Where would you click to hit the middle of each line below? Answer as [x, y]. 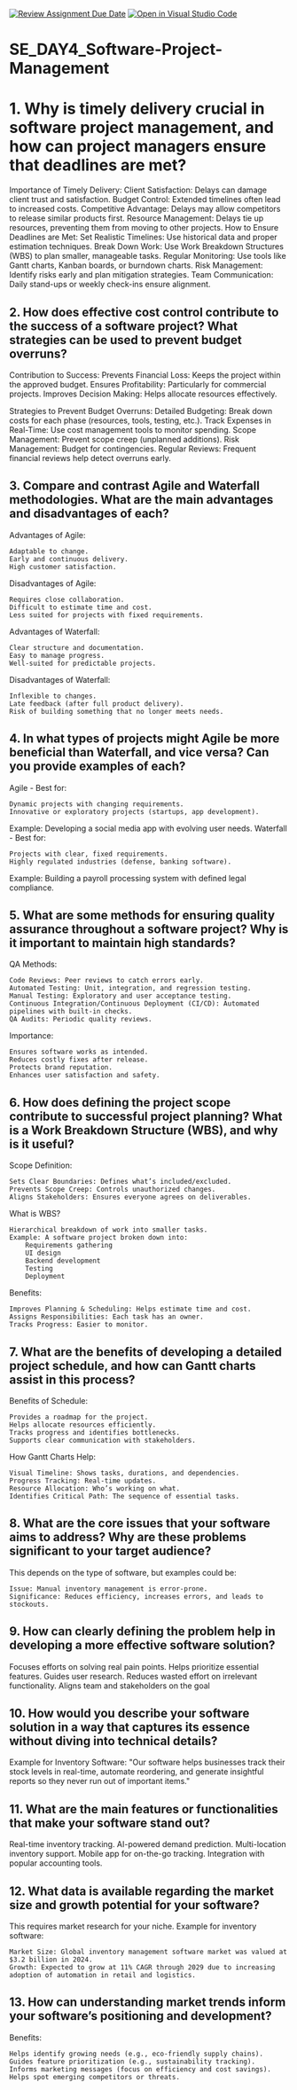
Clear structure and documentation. [77, 647]
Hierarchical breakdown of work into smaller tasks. [109, 1230]
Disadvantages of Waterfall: [60, 679]
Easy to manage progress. [57, 655]
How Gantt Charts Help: [52, 1457]
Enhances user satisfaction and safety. [85, 1076]
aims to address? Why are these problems [128, 1537]
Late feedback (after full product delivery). [97, 704]
